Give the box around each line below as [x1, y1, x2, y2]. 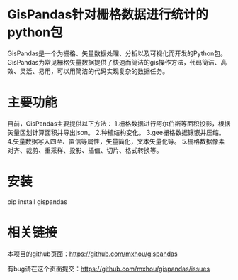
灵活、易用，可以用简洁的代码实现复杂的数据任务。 [19, 67, 169, 75]
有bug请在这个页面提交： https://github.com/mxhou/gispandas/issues [7, 264, 210, 273]
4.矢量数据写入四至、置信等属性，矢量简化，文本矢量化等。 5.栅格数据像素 [7, 136, 225, 146]
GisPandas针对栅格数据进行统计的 [7, 6, 209, 23]
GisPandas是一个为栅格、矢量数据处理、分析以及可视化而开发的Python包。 [7, 49, 227, 58]
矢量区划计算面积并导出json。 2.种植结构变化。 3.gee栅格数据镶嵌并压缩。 [7, 128, 225, 136]
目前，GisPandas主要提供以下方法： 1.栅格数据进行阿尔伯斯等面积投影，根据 [7, 119, 231, 128]
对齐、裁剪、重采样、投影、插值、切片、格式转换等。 [7, 146, 163, 154]
